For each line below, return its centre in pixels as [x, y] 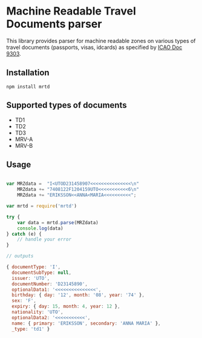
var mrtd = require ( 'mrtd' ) [42, 206]
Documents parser [54, 24]
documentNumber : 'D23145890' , [50, 284]
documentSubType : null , [41, 273]
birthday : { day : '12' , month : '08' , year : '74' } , [78, 295]
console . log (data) [40, 228]
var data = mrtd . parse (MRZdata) [58, 222]
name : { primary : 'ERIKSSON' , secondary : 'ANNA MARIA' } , [86, 323]
